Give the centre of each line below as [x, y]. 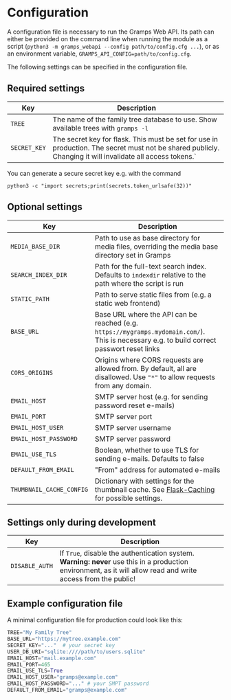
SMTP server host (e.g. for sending [152, 396]
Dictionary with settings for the [145, 481]
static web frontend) [128, 303]
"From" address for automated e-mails [158, 470]
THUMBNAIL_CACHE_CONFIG [49, 489]
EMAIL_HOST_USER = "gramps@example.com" [63, 677]
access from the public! [98, 579]
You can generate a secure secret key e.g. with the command [94, 173]
